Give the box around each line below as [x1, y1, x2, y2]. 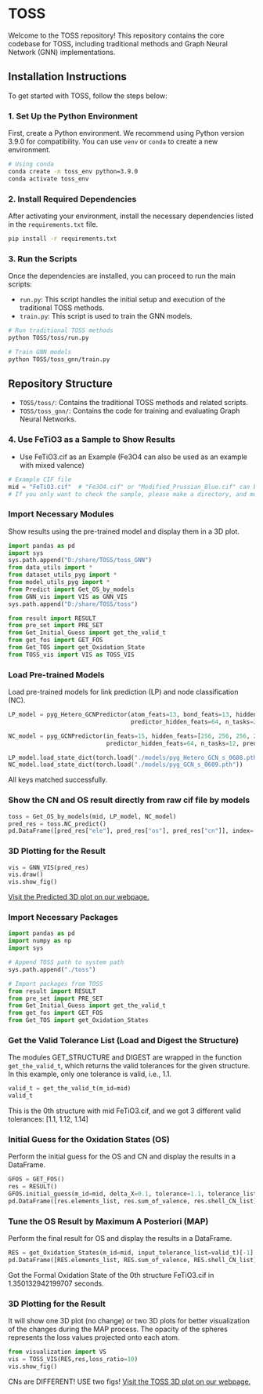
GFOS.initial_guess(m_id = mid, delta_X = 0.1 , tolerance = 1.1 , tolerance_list [8, 1190, 258, 1198]
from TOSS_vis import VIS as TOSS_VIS [8, 651, 135, 659]
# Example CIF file [8, 476, 72, 484]
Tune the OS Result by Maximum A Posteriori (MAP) [8, 1216, 209, 1227]
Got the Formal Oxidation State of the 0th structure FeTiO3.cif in [8, 1271, 214, 1279]
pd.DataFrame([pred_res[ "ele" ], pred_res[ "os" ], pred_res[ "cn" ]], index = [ [8, 827, 258, 835]
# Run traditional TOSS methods [8, 327, 113, 334]
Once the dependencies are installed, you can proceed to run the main [8, 272, 236, 281]
